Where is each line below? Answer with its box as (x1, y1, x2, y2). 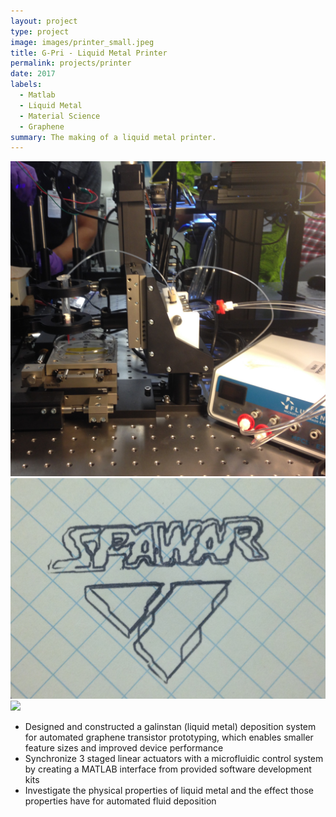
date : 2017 (10, 69, 56, 79)
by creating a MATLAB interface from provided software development (24, 763, 312, 775)
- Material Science (19, 111, 101, 121)
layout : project (10, 16, 78, 26)
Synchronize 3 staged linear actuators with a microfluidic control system (24, 753, 324, 765)
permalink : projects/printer (10, 58, 132, 69)
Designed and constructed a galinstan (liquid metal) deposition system (24, 721, 317, 733)
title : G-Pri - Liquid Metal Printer (10, 48, 168, 58)
